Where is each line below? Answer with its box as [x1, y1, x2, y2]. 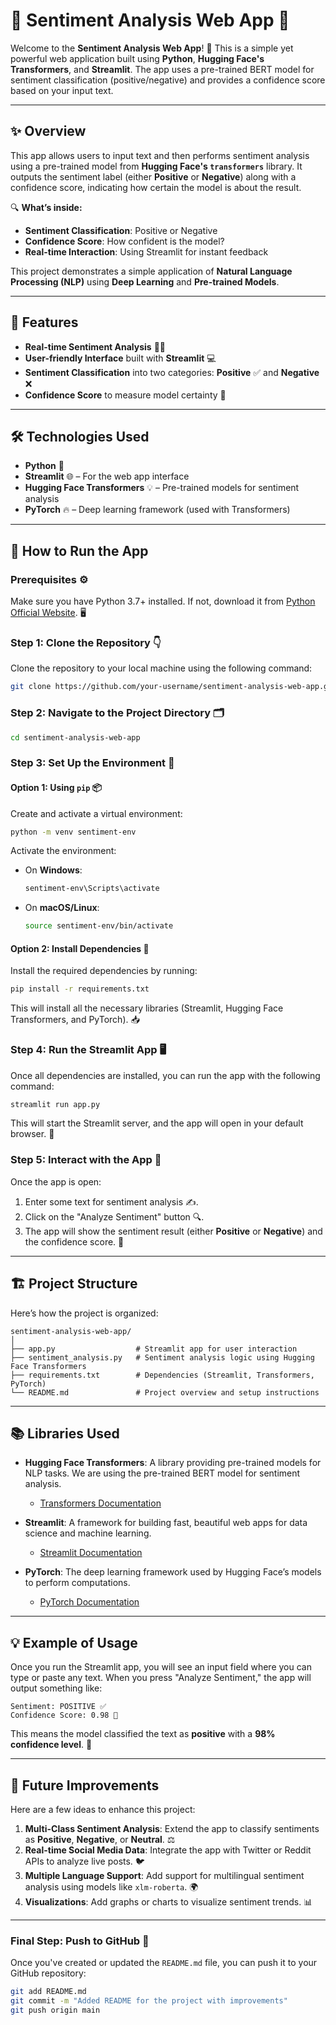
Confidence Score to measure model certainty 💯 [24, 389, 227, 401]
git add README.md [10, 1987, 87, 1997]
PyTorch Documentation [39, 1596, 140, 1608]
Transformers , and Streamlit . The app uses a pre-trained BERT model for [10, 63, 315, 75]
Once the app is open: [10, 1175, 102, 1188]
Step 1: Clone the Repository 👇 [10, 635, 162, 649]
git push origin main [10, 2005, 101, 2015]
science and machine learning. [24, 1527, 152, 1539]
